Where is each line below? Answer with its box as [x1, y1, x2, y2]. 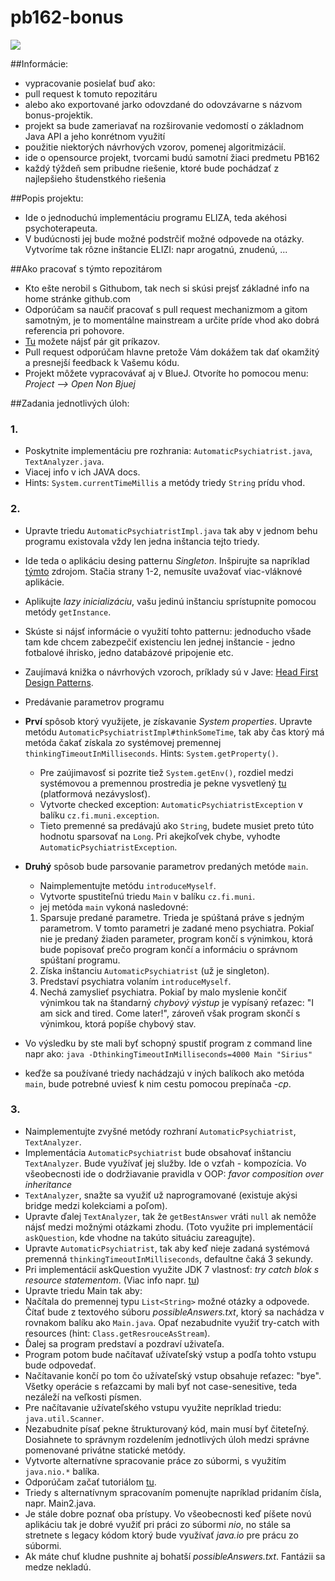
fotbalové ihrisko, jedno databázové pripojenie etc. [24, 646, 234, 658]
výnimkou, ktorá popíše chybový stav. [39, 1017, 197, 1030]
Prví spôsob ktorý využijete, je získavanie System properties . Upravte [24, 715, 313, 727]
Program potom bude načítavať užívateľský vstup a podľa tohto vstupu [24, 1348, 317, 1360]
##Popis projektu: [10, 192, 84, 204]
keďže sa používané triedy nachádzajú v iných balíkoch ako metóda [24, 1067, 305, 1079]
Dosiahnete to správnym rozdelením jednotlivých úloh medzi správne [24, 1433, 310, 1445]
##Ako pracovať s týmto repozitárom [10, 262, 163, 275]
